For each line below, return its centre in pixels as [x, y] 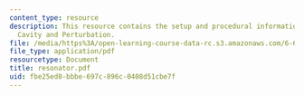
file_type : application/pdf [62, 52]
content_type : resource [54, 18]
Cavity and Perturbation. [66, 34]
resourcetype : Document [54, 60]
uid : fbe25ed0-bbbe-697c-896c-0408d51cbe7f [93, 77]
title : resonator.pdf [50, 69]
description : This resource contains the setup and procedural [131, 26]
